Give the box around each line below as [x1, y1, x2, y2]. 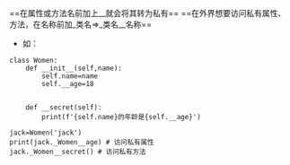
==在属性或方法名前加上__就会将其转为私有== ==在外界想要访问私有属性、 [9, 8, 286, 18]
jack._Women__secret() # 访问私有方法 [9, 147, 146, 156]
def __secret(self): [25, 103, 102, 112]
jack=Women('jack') [9, 128, 83, 137]
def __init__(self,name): [25, 64, 123, 73]
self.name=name [41, 72, 99, 81]
